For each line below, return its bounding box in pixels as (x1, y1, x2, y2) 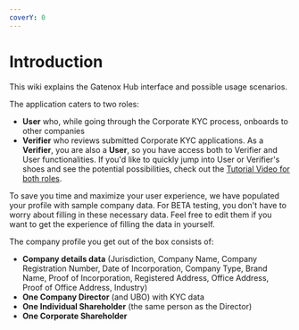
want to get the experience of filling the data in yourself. (9, 218, 216, 229)
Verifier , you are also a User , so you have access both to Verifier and (21, 144, 278, 155)
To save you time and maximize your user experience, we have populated (9, 190, 279, 201)
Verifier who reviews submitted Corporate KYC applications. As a (21, 135, 264, 146)
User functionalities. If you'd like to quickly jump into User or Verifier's (21, 154, 280, 165)
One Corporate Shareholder (21, 310, 128, 321)
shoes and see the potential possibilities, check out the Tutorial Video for (21, 163, 290, 174)
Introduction (9, 51, 104, 72)
